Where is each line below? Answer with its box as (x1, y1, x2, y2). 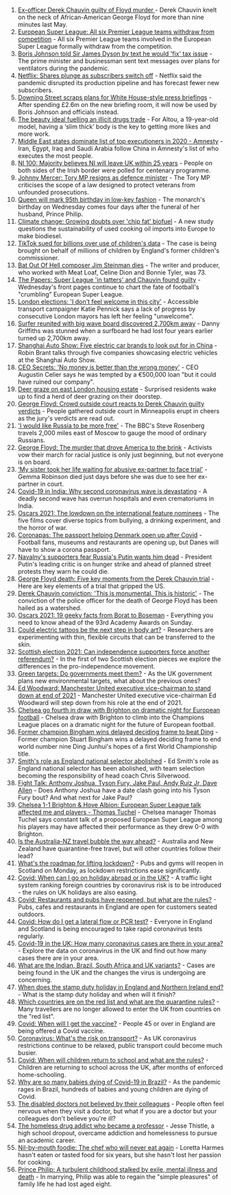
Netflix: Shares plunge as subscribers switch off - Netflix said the (17, 71, 202, 80)
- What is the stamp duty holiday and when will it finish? (17, 990, 176, 998)
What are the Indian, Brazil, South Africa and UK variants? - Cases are (17, 961, 215, 969)
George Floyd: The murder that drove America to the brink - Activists (17, 443, 212, 452)
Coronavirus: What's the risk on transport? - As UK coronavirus (17, 1034, 197, 1042)
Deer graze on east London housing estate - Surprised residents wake (17, 385, 217, 393)
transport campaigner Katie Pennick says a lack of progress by (17, 305, 196, 313)
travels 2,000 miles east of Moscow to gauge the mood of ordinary (17, 429, 207, 437)
